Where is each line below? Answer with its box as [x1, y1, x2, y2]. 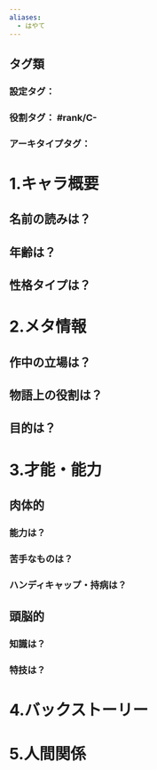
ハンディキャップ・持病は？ [9, 579, 127, 591]
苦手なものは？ [9, 552, 74, 565]
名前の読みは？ [9, 212, 91, 227]
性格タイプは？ [9, 277, 91, 293]
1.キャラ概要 [9, 173, 99, 194]
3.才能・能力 [9, 460, 102, 480]
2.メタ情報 [9, 317, 87, 337]
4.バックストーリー [9, 700, 149, 720]
